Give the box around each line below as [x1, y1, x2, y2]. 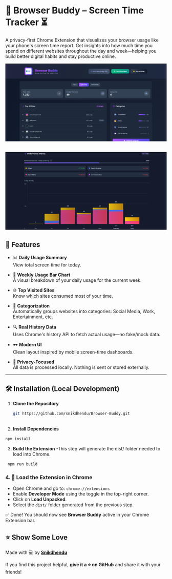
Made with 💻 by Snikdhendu [5, 549, 68, 555]
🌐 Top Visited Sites [12, 287, 55, 293]
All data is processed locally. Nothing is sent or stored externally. [12, 364, 149, 370]
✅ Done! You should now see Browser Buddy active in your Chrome [5, 512, 149, 518]
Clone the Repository [12, 401, 59, 407]
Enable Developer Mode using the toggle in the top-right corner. [12, 491, 149, 497]
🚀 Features [5, 240, 40, 249]
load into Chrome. [12, 451, 51, 458]
